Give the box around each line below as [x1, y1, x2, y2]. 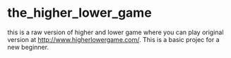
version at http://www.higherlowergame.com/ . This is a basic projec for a [7, 35, 220, 43]
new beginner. [7, 43, 49, 51]
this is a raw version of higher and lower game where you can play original [7, 28, 224, 36]
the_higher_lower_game [7, 5, 152, 21]
